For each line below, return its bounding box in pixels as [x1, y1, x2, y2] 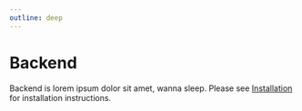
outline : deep [9, 13, 64, 23]
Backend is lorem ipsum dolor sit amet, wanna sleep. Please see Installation [9, 83, 293, 94]
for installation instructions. [9, 92, 112, 103]
